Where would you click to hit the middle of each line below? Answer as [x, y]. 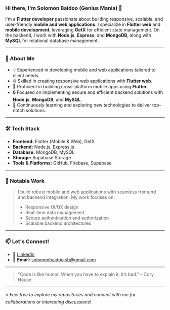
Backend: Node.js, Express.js [43, 147]
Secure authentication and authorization [67, 218]
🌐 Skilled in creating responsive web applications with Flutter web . [82, 81]
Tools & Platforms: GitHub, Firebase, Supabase [62, 163]
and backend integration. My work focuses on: [66, 197]
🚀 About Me [20, 59]
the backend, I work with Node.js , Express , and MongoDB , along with [78, 36]
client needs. [26, 75]
